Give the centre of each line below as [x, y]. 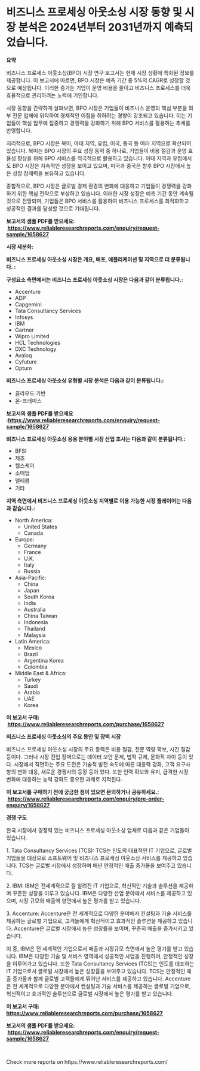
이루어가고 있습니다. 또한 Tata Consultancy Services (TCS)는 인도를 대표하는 [103, 964]
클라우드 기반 [30, 393]
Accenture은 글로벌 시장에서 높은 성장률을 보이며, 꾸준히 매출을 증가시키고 [101, 928]
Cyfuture [26, 362]
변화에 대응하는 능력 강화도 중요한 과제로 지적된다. [64, 779]
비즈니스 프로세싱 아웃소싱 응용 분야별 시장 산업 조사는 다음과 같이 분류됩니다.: [96, 439]
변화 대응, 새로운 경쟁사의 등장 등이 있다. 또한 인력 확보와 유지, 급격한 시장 [103, 772]
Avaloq [23, 355]
